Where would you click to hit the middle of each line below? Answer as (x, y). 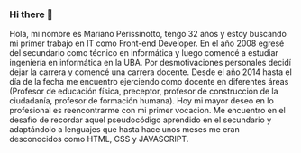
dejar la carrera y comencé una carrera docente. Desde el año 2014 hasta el (151, 72)
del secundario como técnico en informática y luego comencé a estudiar (144, 53)
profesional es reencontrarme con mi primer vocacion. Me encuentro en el (147, 111)
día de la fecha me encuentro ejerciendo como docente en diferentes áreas (149, 82)
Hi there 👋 (32, 14)
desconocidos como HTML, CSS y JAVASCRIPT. (99, 139)
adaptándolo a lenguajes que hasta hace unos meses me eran (125, 130)
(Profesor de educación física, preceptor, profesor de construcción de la (144, 91)
